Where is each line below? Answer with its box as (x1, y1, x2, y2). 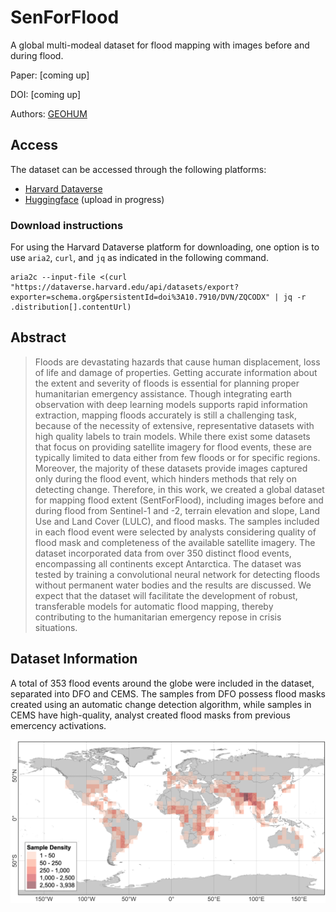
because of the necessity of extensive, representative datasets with (34, 419, 315, 431)
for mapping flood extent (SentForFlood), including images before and (34, 494, 324, 506)
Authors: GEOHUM (10, 107, 88, 120)
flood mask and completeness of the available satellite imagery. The (34, 536, 316, 548)
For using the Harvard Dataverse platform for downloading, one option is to (10, 241, 320, 253)
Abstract (10, 329, 67, 346)
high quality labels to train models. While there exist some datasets (34, 430, 311, 442)
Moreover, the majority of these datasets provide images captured (34, 462, 308, 474)
